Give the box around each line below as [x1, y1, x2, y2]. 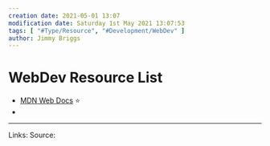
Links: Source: [8, 130, 56, 140]
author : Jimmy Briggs [8, 34, 81, 43]
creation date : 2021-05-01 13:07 [8, 11, 121, 20]
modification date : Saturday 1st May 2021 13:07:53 [8, 19, 185, 27]
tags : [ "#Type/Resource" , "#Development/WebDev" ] [8, 26, 185, 34]
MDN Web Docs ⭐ [19, 95, 80, 105]
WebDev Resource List [8, 69, 163, 87]
